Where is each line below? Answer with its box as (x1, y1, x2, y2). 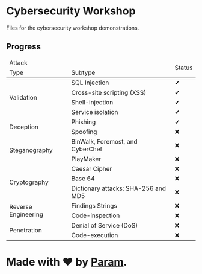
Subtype (71, 68, 96, 77)
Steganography (9, 146, 53, 155)
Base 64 (71, 174, 95, 182)
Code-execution (71, 231, 118, 239)
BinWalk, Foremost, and (71, 137, 138, 145)
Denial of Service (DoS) (71, 221, 138, 229)
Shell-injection (71, 98, 114, 106)
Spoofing (71, 127, 97, 136)
